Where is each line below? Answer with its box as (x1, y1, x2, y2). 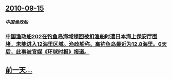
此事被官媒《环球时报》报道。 (15, 48, 90, 56)
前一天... (5, 66, 33, 74)
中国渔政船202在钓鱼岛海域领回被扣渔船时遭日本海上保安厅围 (5, 33, 158, 40)
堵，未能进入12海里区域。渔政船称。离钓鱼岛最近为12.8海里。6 (5, 41, 162, 48)
